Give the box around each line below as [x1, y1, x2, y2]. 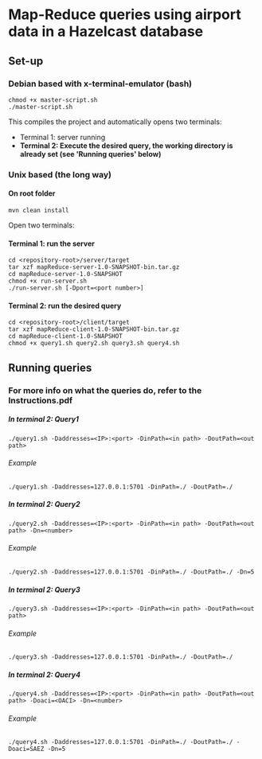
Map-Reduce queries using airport [8, 6, 241, 24]
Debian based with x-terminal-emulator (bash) [8, 78, 193, 89]
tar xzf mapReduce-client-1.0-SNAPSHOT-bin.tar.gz [8, 325, 180, 333]
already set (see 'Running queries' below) [19, 149, 162, 158]
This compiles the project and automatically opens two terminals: [8, 117, 222, 127]
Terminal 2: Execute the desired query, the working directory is [19, 141, 233, 150]
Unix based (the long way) [8, 169, 111, 180]
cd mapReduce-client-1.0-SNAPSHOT [8, 333, 123, 341]
